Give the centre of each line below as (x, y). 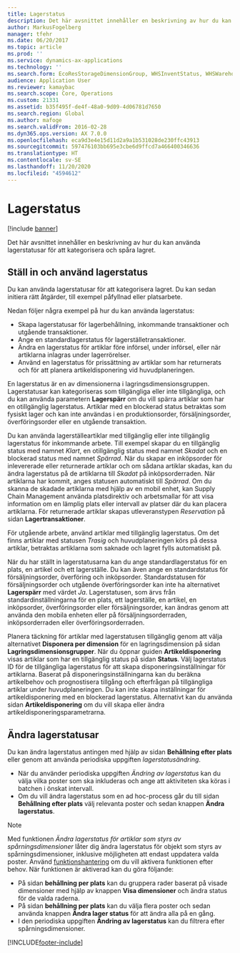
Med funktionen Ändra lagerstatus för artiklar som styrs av (94, 839)
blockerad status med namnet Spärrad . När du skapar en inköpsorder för (115, 458)
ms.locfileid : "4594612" (44, 173)
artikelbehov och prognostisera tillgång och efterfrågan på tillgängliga (110, 682)
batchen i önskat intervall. (56, 789)
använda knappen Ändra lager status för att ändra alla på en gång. (116, 914)
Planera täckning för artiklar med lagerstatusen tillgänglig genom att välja (115, 637)
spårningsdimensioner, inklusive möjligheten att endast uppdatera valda (113, 854)
